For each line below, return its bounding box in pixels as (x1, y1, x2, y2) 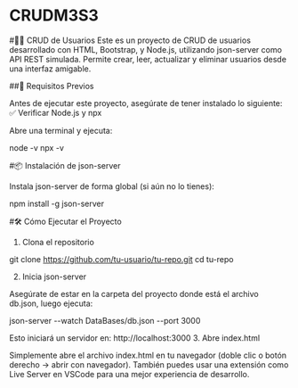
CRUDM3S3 (9, 5, 100, 26)
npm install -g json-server (9, 198, 105, 209)
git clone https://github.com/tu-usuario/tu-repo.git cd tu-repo (9, 253, 234, 264)
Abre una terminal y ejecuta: (9, 125, 113, 136)
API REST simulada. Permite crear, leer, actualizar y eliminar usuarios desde (9, 54, 287, 64)
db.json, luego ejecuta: (9, 298, 93, 309)
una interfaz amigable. (9, 63, 92, 74)
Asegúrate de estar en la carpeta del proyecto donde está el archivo (9, 288, 260, 299)
